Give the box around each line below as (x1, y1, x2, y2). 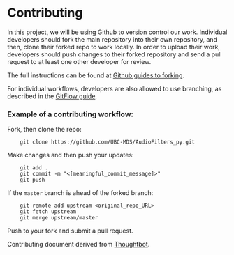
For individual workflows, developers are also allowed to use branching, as (7, 84, 222, 93)
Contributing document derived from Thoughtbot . (7, 240, 150, 249)
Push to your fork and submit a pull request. (7, 226, 133, 235)
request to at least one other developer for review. (7, 57, 152, 65)
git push (20, 176, 45, 184)
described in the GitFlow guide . (7, 92, 98, 100)
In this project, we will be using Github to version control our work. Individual (7, 28, 228, 36)
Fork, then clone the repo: (7, 125, 82, 134)
